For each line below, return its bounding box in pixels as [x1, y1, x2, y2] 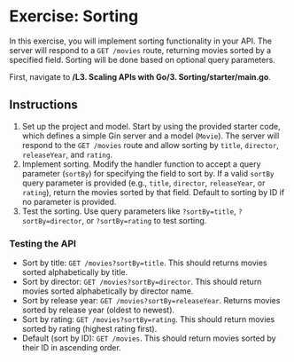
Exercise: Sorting [9, 6, 139, 27]
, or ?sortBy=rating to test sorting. [81, 215, 207, 225]
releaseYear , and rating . [21, 149, 113, 160]
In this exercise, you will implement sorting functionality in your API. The [9, 35, 273, 46]
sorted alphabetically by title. [21, 267, 128, 278]
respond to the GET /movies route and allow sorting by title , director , [21, 139, 279, 150]
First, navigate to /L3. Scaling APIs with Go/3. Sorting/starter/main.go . [9, 71, 272, 82]
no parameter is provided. [21, 196, 117, 207]
